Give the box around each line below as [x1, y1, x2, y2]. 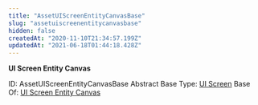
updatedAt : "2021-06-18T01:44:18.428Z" [8, 42, 142, 50]
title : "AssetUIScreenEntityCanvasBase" [8, 11, 146, 20]
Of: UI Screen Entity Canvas [8, 87, 101, 97]
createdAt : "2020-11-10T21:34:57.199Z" [8, 34, 142, 42]
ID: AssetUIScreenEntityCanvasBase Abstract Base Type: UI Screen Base [8, 79, 251, 89]
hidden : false [8, 26, 56, 34]
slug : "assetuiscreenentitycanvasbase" [8, 19, 142, 27]
